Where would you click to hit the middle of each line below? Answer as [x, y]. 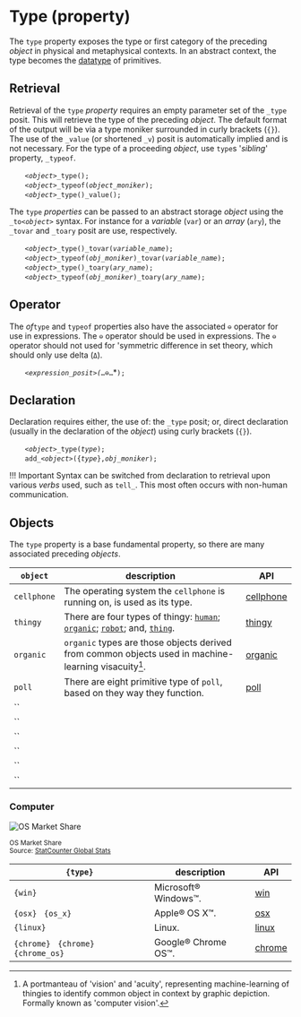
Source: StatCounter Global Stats [60, 850]
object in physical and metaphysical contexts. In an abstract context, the [143, 50]
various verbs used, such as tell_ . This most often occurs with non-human [149, 485]
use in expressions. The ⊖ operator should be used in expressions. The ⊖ [143, 336]
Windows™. [177, 898]
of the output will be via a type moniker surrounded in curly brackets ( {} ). [145, 129]
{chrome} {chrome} [54, 944]
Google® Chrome [190, 942]
